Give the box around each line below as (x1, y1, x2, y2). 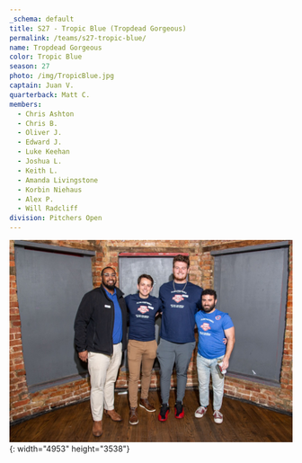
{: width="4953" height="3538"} (9, 443, 130, 454)
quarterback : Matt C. (9, 90, 91, 99)
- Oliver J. (17, 129, 63, 138)
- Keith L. (17, 166, 58, 175)
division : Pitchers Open (9, 214, 102, 223)
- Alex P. (17, 194, 54, 204)
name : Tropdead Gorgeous (9, 43, 102, 52)
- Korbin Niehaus (17, 185, 83, 194)
